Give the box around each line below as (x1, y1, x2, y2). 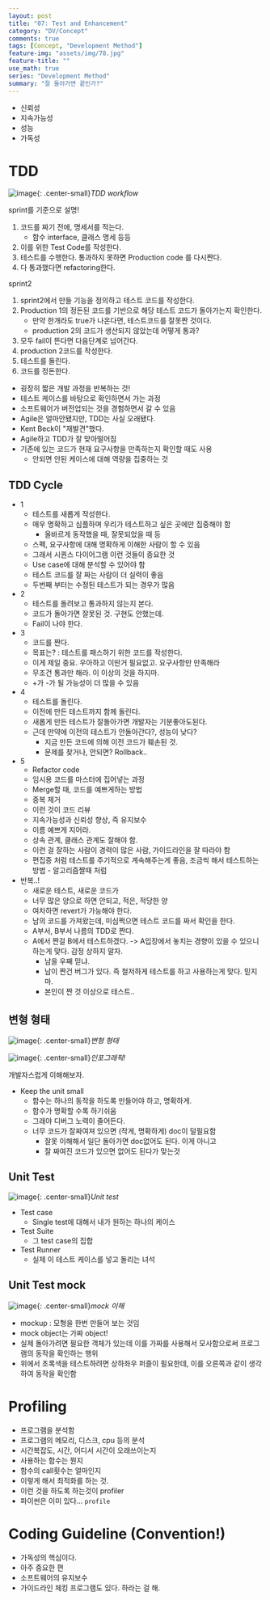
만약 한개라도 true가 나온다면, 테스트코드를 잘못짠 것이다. (32, 316, 212, 326)
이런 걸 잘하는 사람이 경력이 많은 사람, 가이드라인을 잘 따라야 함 (32, 846, 230, 855)
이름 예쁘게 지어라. (32, 825, 91, 835)
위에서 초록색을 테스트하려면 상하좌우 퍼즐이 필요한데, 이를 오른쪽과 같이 (19, 1358, 247, 1368)
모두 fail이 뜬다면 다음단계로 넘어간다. (19, 336, 139, 346)
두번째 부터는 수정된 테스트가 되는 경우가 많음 (32, 580, 175, 590)
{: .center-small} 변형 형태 (36, 1036, 120, 1045)
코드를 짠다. (32, 638, 70, 648)
